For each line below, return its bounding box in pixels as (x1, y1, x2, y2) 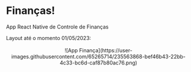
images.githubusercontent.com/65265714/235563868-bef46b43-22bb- (11, 53, 186, 60)
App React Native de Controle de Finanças (6, 23, 109, 30)
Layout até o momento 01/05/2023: (6, 34, 91, 41)
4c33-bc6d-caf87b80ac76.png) (59, 59, 138, 66)
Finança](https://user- (79, 46, 133, 53)
